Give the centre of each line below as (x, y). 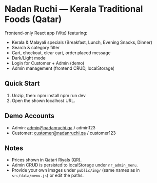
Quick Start (22, 84)
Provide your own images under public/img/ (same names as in (76, 170)
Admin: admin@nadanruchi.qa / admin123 (53, 127)
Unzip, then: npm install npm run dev (49, 95)
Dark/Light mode (29, 58)
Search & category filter (36, 47)
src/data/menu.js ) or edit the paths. (48, 175)
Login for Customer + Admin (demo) (48, 63)
